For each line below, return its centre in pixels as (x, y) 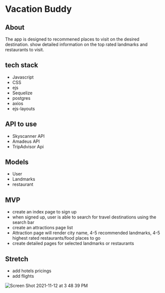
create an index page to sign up (44, 212)
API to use (21, 124)
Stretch (17, 259)
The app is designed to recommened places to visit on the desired (72, 39)
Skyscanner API (28, 136)
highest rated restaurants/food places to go (56, 238)
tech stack (22, 65)
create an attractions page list (42, 228)
